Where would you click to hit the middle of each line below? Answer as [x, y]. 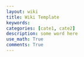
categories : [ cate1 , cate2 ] [41, 28]
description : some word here [42, 34]
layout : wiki [22, 12]
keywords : [18, 23]
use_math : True [25, 39]
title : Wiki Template [33, 17]
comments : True [25, 45]
